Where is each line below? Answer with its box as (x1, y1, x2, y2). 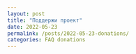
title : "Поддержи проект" (7, 17, 82, 24)
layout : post (7, 10, 45, 18)
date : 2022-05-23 (7, 23, 58, 30)
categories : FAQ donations (7, 36, 86, 43)
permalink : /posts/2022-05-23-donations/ (7, 29, 130, 37)
